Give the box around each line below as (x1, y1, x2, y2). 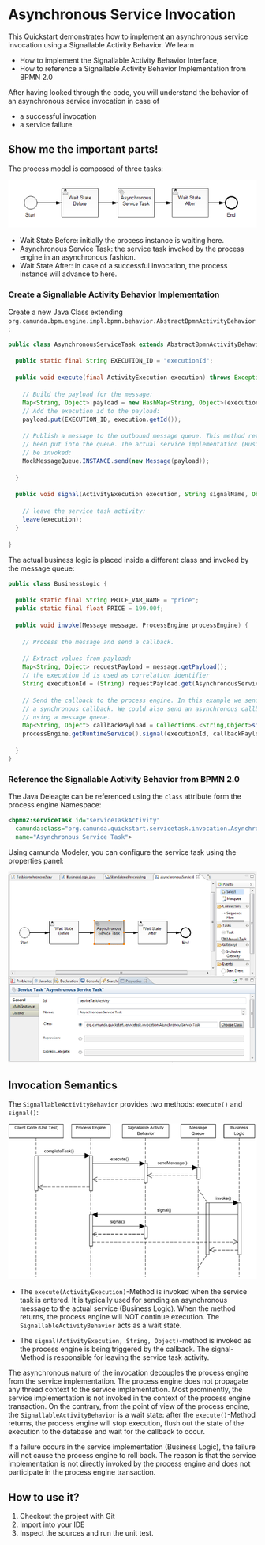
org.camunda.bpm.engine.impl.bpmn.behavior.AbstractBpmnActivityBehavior (8, 317, 256, 325)
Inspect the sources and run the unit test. (19, 1528, 154, 1537)
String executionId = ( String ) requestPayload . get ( (22, 680, 196, 688)
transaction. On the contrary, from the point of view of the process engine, (8, 1402, 251, 1411)
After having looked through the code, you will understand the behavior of (8, 87, 248, 97)
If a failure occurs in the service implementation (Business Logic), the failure (8, 1442, 256, 1452)
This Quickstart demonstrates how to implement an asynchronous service (8, 32, 248, 41)
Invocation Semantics (8, 1078, 118, 1091)
